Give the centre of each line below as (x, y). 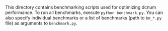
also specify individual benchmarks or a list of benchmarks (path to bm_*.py (83, 18)
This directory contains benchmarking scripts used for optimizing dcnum (81, 7)
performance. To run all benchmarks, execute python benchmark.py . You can (84, 12)
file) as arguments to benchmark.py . (41, 23)
